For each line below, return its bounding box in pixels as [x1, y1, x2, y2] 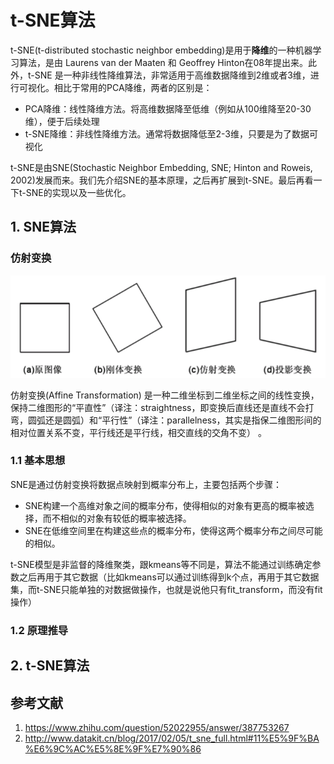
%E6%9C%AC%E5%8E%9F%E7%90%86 [24, 742, 202, 755]
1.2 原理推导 [10, 623, 69, 637]
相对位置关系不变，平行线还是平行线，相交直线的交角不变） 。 [10, 426, 267, 438]
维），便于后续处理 [24, 115, 100, 127]
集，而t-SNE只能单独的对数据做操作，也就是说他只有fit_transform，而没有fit [10, 583, 323, 595]
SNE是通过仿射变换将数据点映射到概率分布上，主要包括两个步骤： [10, 478, 282, 490]
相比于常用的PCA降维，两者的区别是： [53, 81, 213, 93]
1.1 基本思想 [10, 454, 66, 468]
